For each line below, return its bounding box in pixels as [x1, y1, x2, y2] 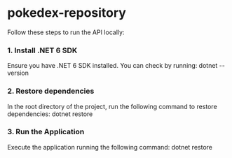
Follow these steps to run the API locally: [7, 28, 125, 36]
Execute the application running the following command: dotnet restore [7, 143, 212, 151]
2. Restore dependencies [7, 86, 95, 96]
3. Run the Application [7, 127, 85, 137]
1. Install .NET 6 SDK [7, 45, 78, 55]
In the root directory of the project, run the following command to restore [7, 102, 217, 110]
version [7, 69, 29, 78]
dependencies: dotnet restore [7, 110, 93, 118]
